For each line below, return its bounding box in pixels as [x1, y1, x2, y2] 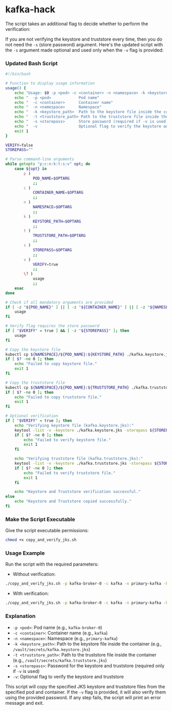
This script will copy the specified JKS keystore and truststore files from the [5, 683, 165, 689]
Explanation [5, 613, 36, 620]
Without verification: [12, 571, 56, 577]
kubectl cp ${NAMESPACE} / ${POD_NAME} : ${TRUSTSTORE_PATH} [5, 385, 130, 390]
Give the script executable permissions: [5, 527, 89, 534]
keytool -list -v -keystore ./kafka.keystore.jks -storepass [14, 428, 147, 433]
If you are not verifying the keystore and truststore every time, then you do [5, 36, 163, 42]
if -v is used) [12, 668, 40, 674]
